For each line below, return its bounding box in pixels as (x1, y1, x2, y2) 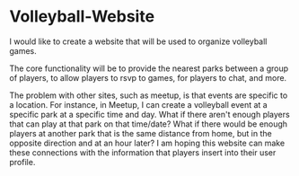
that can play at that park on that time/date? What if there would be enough (9, 119, 288, 129)
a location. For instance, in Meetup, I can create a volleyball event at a (9, 99, 268, 110)
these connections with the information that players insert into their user (9, 146, 277, 158)
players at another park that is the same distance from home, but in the (9, 128, 272, 138)
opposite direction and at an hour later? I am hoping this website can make (9, 137, 286, 148)
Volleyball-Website (9, 6, 155, 27)
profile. (9, 156, 36, 167)
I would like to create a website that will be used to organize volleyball (9, 36, 268, 47)
